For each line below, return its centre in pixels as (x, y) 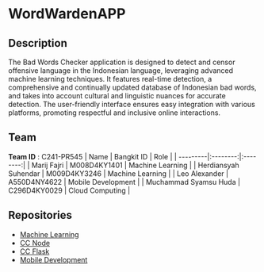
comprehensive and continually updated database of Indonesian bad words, (132, 87)
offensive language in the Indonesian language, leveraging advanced (121, 71)
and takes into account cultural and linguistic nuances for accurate (117, 96)
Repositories (40, 215)
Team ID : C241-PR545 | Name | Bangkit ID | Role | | (92, 156)
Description (38, 43)
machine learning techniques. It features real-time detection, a (110, 79)
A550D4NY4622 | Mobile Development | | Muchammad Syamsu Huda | (124, 182)
